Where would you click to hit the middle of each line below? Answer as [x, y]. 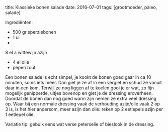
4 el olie [21, 62]
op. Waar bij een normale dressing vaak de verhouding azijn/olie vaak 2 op [82, 104]
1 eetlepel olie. [20, 114]
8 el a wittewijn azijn [26, 52]
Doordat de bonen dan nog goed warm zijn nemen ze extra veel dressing [81, 98]
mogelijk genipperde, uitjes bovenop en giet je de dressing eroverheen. [79, 93]
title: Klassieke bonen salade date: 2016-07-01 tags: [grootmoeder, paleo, [81, 7]
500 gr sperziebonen [34, 32]
